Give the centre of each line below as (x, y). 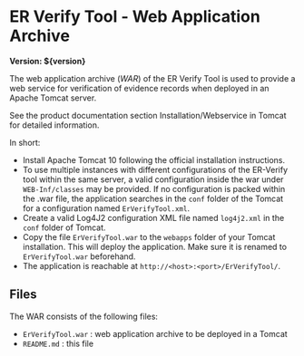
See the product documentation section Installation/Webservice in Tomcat (148, 115)
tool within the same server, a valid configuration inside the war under (153, 179)
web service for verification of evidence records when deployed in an (139, 88)
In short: (25, 142)
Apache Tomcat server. (53, 98)
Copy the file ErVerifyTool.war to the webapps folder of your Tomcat (149, 236)
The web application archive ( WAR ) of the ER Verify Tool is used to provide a (152, 78)
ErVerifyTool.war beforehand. (79, 256)
